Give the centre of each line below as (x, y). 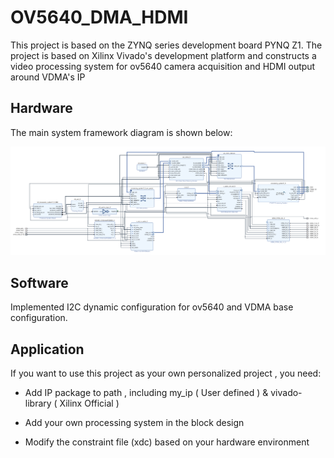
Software (39, 282)
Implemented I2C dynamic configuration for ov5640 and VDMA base (152, 307)
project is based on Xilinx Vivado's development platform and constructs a (163, 55)
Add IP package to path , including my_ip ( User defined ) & (146, 393)
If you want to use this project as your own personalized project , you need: (166, 373)
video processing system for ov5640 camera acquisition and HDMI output (163, 66)
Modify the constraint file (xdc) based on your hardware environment (167, 442)
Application (47, 349)
